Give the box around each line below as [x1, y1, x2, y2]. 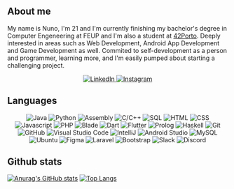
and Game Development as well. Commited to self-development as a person [7, 46, 228, 54]
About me [7, 6, 51, 17]
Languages [7, 95, 57, 107]
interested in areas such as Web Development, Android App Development [7, 38, 220, 47]
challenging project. [7, 61, 65, 69]
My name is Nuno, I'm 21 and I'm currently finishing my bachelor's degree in [7, 24, 228, 32]
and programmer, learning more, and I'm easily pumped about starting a [7, 54, 215, 62]
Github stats [7, 156, 62, 168]
